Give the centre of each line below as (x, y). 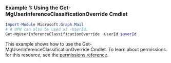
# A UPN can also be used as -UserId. (47, 30)
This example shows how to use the (43, 44)
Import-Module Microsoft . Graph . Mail (44, 25)
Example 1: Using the (32, 8)
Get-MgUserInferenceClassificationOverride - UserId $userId (71, 34)
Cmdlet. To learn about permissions (128, 49)
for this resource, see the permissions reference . (57, 55)
